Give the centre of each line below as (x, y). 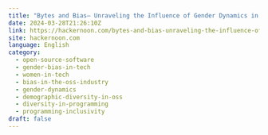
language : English (39, 45)
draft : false (30, 119)
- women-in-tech (42, 75)
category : (25, 52)
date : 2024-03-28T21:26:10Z (55, 23)
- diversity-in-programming (62, 104)
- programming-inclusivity (60, 112)
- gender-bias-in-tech (53, 67)
